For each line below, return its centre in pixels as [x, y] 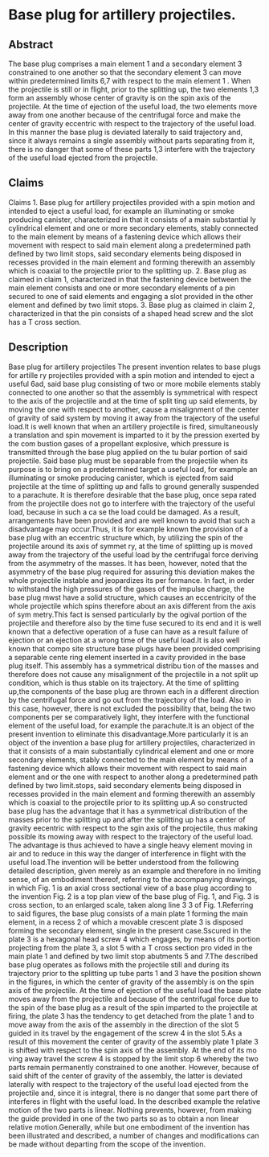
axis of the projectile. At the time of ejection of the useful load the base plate [135, 990]
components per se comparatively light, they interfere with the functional [129, 716]
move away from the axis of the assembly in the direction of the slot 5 [124, 1024]
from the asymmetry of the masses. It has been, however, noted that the [128, 563]
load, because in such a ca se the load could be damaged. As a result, [124, 511]
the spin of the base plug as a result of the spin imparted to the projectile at [133, 1007]
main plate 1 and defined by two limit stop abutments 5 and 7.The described [133, 956]
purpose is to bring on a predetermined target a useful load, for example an [133, 469]
